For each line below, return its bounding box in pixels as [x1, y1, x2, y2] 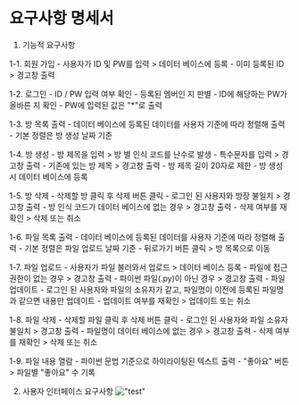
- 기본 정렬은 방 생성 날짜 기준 [9, 130, 113, 140]
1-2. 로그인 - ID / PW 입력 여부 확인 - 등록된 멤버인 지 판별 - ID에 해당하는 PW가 [9, 89, 287, 99]
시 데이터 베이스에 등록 [9, 171, 88, 181]
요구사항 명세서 [9, 8, 114, 29]
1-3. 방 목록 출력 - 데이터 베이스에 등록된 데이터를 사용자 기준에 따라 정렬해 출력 [9, 118, 286, 130]
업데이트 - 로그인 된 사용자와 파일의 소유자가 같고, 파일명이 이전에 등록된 [9, 283, 261, 295]
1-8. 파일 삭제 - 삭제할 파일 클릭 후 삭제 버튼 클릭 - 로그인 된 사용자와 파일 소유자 [9, 314, 288, 325]
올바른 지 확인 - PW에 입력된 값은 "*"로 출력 [9, 99, 162, 110]
